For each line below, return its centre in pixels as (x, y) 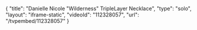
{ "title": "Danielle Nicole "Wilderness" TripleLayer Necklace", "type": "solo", (99, 9)
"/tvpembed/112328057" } (37, 21)
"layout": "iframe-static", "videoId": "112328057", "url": (72, 15)
